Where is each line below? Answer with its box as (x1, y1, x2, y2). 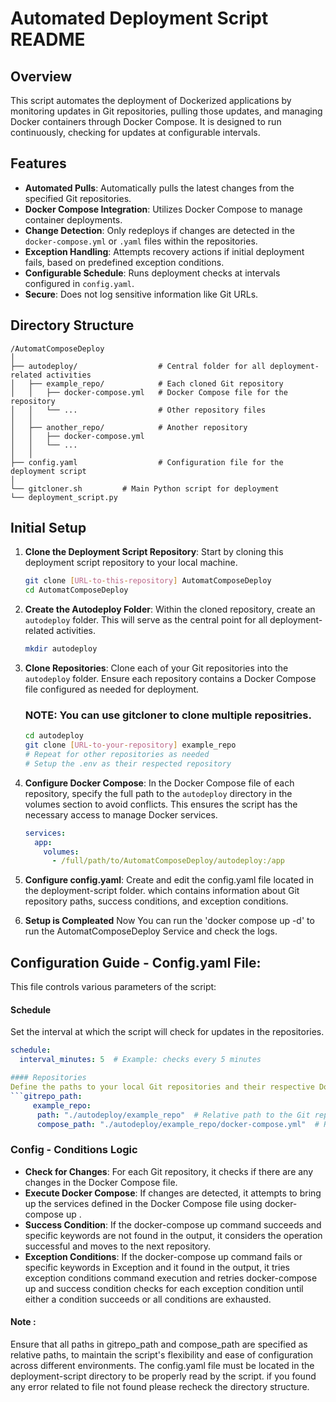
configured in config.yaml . (24, 277, 135, 289)
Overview (10, 68, 73, 85)
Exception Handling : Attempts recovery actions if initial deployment (24, 245, 305, 257)
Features (10, 155, 67, 172)
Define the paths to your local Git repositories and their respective (10, 1082, 315, 1092)
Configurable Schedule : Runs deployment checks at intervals (24, 267, 281, 279)
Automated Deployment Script (10, 7, 269, 30)
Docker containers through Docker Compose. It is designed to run (10, 116, 282, 127)
